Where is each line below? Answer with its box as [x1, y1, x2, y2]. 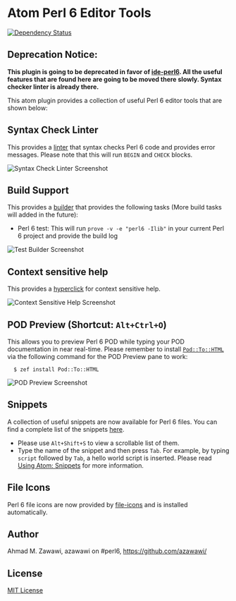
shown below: [7, 104, 48, 112]
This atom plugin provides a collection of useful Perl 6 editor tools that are [7, 96, 223, 104]
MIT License [7, 586, 44, 595]
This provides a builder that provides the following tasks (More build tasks [7, 203, 222, 212]
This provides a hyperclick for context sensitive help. [7, 284, 161, 293]
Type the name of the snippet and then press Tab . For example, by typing [17, 446, 230, 454]
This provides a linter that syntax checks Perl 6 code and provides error [7, 142, 216, 151]
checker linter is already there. [7, 83, 99, 91]
